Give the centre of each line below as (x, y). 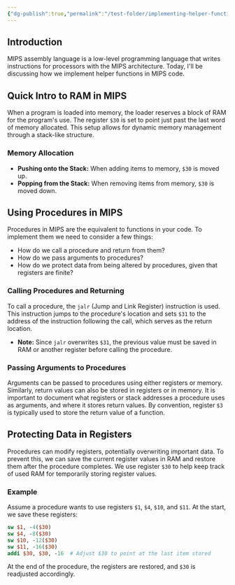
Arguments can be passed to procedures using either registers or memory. (115, 383)
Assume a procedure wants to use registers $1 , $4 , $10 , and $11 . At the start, (116, 507)
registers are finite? (45, 273)
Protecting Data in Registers (70, 435)
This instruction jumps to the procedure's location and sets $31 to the (107, 313)
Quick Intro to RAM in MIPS (67, 96)
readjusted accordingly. (41, 574)
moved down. (37, 190)
